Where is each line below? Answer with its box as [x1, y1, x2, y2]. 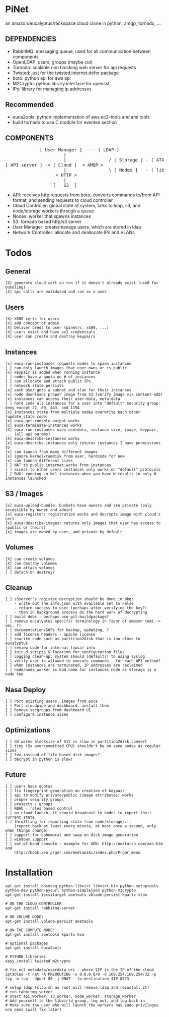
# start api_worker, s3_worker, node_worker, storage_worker [5, 994, 136, 999]
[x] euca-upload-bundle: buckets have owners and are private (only [5, 503, 152, 508]
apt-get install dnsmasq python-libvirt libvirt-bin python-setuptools [5, 883, 158, 888]
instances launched [5, 476, 46, 481]
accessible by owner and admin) [5, 507, 73, 513]
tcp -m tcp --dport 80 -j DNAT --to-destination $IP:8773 [5, 976, 129, 981]
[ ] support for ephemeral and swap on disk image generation [5, 832, 138, 837]
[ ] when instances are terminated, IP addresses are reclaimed [5, 663, 143, 668]
